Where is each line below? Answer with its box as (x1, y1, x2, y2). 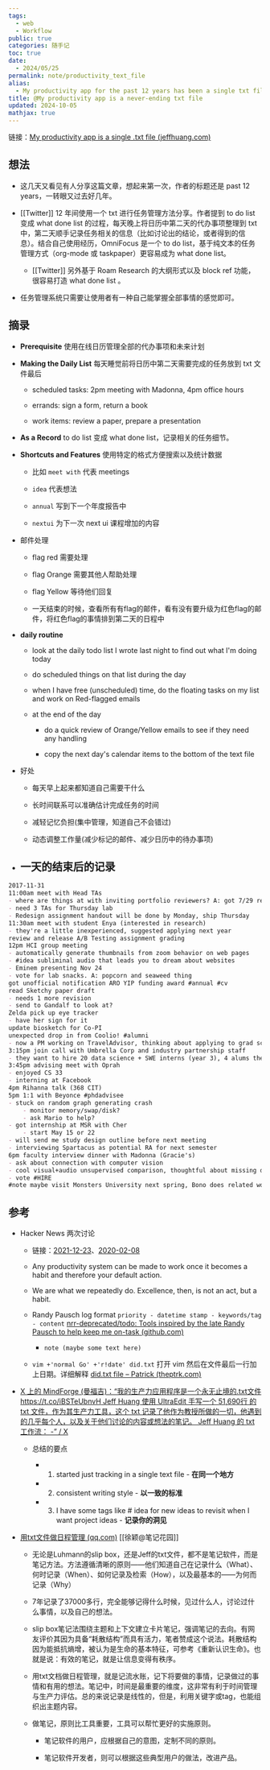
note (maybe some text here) (43, 1344, 142, 1353)
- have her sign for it (8, 1016, 88, 1025)
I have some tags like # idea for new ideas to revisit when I (55, 1506, 250, 1516)
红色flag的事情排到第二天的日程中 (53, 614, 165, 623)
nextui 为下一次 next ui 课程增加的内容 (31, 518, 160, 527)
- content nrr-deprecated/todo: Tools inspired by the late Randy (31, 1318, 245, 1329)
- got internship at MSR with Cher (8, 1121, 128, 1130)
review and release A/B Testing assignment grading (8, 934, 185, 942)
